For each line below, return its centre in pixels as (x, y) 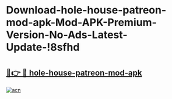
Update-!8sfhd (43, 47)
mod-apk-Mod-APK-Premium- (82, 22)
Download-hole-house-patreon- (86, 10)
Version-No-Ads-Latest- (67, 35)
